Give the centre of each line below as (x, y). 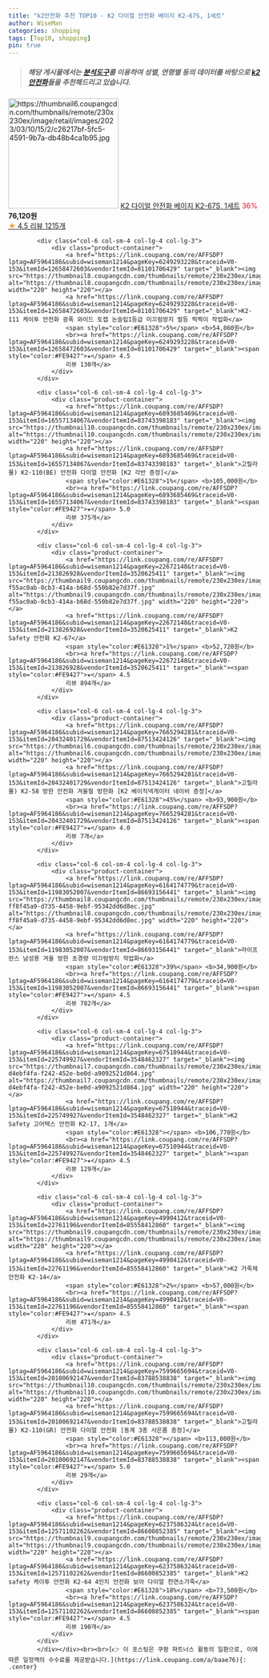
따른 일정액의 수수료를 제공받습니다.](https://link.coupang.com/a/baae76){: (127, 1660)
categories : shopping (44, 30)
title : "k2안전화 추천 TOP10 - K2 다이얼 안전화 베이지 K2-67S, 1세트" (117, 16)
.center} (23, 1667)
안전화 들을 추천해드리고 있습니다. (79, 82)
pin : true (25, 46)
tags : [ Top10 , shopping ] (50, 38)
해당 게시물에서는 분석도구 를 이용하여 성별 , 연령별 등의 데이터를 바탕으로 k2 (144, 72)
